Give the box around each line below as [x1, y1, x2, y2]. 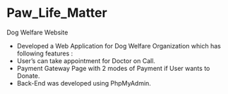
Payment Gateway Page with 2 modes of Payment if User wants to [16, 64, 210, 72]
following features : [16, 49, 73, 58]
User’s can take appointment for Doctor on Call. [16, 56, 156, 65]
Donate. [16, 72, 40, 80]
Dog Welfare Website [6, 28, 68, 36]
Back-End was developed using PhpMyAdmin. [16, 79, 151, 87]
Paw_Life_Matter [6, 5, 107, 21]
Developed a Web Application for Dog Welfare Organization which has [16, 41, 222, 50]
